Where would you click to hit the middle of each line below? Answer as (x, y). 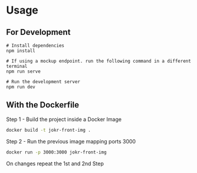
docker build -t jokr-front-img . (49, 130)
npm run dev (21, 87)
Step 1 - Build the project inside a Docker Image (64, 119)
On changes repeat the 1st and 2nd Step (55, 164)
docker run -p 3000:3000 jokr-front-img (57, 152)
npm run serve (24, 71)
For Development (38, 32)
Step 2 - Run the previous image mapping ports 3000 (71, 141)
